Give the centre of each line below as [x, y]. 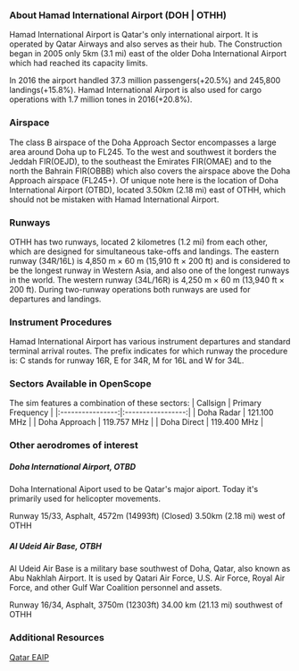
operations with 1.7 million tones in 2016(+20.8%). [101, 99]
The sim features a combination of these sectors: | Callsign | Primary [135, 403]
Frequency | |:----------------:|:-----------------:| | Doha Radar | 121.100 [141, 412]
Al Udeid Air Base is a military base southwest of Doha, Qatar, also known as [150, 569]
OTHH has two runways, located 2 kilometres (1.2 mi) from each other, [138, 242]
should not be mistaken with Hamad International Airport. [114, 199]
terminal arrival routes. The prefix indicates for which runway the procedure [149, 351]
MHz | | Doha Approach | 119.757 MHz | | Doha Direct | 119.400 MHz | [137, 422]
